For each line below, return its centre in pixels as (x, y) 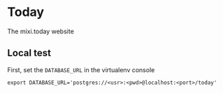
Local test (29, 53)
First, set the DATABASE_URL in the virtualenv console (81, 69)
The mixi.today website (41, 31)
